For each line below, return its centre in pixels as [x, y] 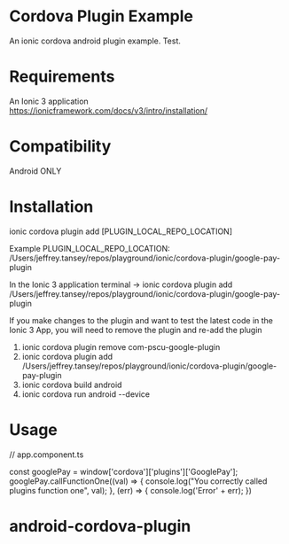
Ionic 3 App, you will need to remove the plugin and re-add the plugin [136, 330]
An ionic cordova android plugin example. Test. [95, 41]
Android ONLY [35, 171]
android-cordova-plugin [100, 526]
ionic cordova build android [72, 385]
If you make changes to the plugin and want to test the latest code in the [141, 320]
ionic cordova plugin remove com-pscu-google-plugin [121, 346]
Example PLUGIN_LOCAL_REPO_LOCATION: [90, 248]
